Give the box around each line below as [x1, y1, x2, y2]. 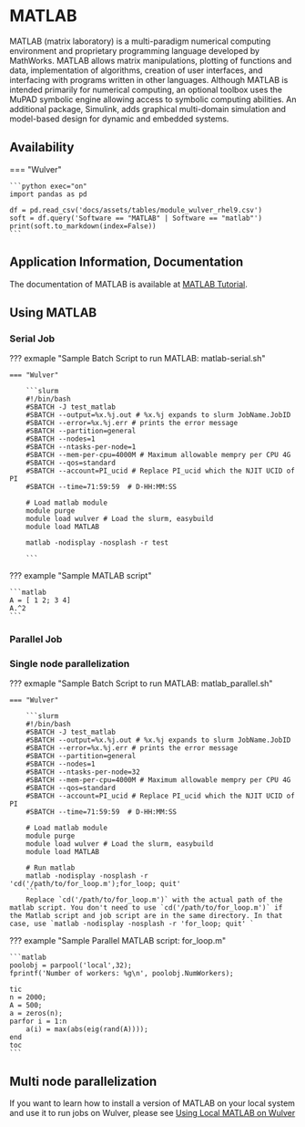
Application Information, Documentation [9, 255, 244, 270]
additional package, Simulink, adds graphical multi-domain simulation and [9, 103, 287, 114]
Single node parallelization [9, 658, 130, 671]
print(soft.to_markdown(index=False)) [9, 221, 157, 231]
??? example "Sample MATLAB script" [9, 570, 152, 581]
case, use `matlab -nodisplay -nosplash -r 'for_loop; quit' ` [9, 919, 255, 929]
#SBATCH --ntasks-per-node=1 [25, 443, 137, 452]
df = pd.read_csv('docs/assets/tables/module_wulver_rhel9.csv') [9, 205, 262, 214]
